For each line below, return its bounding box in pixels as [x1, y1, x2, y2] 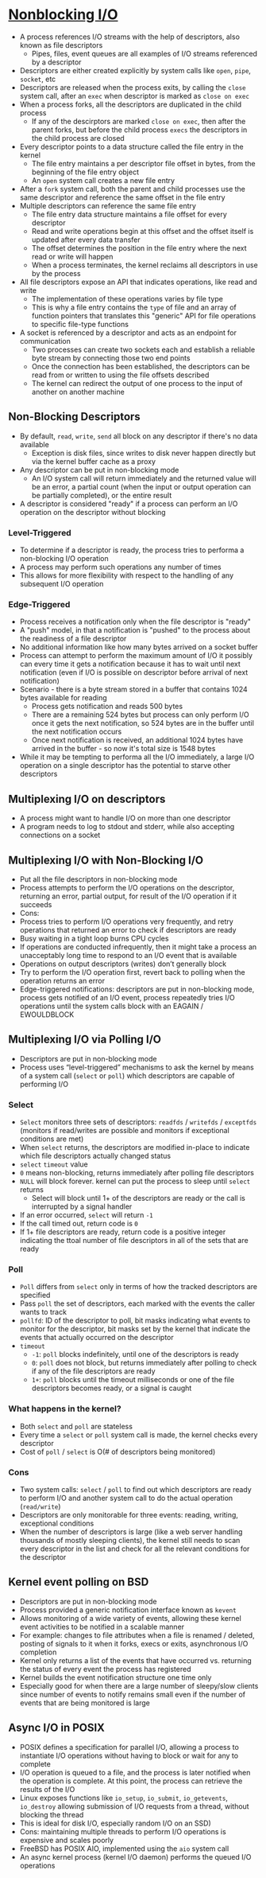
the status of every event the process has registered [19, 1664, 191, 1673]
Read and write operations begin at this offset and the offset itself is [31, 226, 254, 236]
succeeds [19, 899, 52, 909]
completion [19, 1647, 57, 1657]
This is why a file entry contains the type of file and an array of [31, 302, 237, 312]
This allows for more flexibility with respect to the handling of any [19, 571, 234, 580]
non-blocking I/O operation [19, 554, 109, 563]
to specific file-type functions [31, 319, 129, 329]
